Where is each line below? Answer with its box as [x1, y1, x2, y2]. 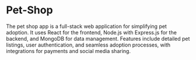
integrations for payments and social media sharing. [6, 47, 131, 54]
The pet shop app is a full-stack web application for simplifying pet [6, 23, 167, 30]
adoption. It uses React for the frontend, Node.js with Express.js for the [6, 29, 177, 36]
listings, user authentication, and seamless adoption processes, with [6, 41, 171, 48]
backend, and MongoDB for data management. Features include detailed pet [6, 35, 190, 42]
